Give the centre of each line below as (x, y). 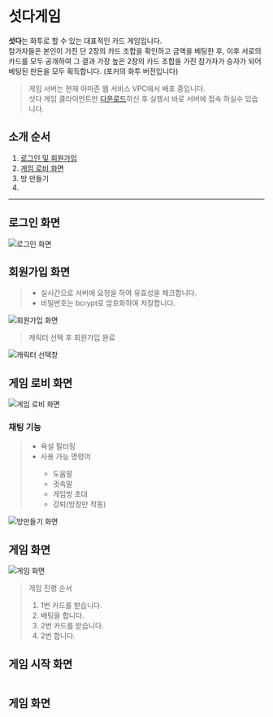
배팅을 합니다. (62, 615)
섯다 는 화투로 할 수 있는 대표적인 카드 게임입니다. (85, 41)
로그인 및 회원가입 (48, 158)
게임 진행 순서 (50, 588)
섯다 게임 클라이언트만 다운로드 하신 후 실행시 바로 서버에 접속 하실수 (136, 98)
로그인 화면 (35, 223)
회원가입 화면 (39, 272)
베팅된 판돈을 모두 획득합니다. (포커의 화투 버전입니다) (93, 71)
